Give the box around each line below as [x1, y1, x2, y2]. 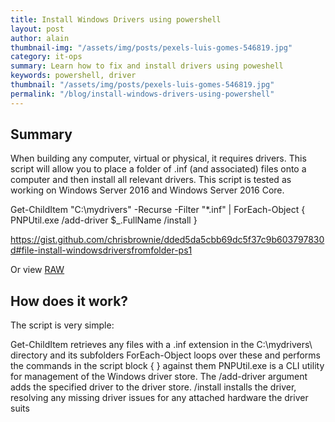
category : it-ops [10, 52, 83, 62]
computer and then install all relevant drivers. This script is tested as [10, 174, 292, 186]
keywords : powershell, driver [10, 71, 137, 81]
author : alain [10, 33, 70, 43]
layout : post [10, 24, 65, 34]
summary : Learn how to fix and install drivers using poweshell [10, 61, 284, 71]
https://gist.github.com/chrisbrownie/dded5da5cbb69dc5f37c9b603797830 [10, 234, 325, 246]
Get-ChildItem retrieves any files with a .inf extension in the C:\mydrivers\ [10, 339, 313, 351]
